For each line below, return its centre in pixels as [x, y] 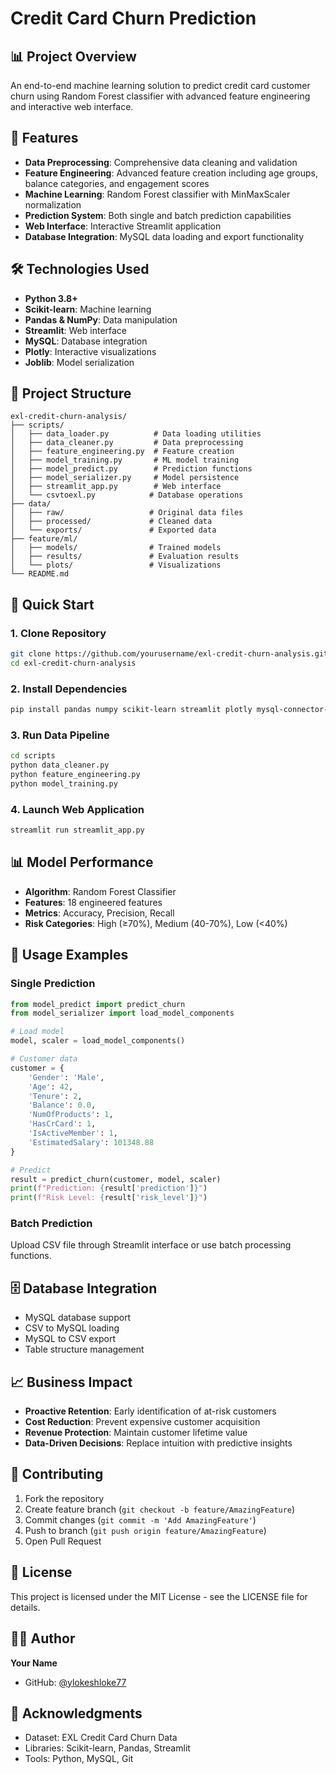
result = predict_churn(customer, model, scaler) [116, 1179]
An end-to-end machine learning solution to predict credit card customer [160, 85]
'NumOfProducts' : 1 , [71, 1115]
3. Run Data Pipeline [60, 735]
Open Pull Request [63, 1541]
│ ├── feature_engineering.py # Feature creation [122, 452]
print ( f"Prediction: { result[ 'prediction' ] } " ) [109, 1188]
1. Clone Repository [58, 633]
